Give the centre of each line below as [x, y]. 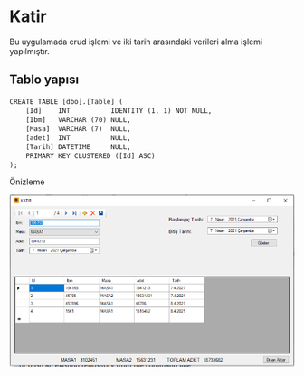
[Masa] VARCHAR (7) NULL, [78, 128]
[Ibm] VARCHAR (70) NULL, [78, 119]
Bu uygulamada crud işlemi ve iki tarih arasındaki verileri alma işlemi [136, 42]
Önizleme [27, 182]
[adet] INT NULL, [78, 137]
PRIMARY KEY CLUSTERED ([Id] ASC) [90, 155]
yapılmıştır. [29, 51]
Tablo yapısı [44, 80]
